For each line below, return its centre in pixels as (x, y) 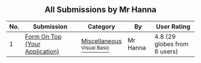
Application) (42, 51)
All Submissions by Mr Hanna (100, 10)
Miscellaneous (101, 41)
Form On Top (43, 36)
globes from (172, 44)
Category (101, 26)
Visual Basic (95, 48)
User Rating (173, 26)
